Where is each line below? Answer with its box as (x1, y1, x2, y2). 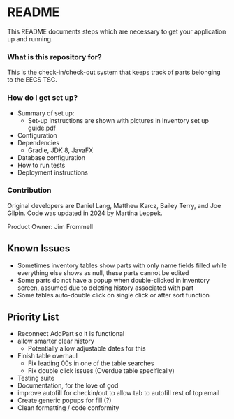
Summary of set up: (17, 109, 75, 117)
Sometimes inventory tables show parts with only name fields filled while (17, 261, 227, 270)
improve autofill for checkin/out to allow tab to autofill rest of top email (17, 389, 220, 397)
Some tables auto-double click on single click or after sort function (17, 291, 210, 299)
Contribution (7, 186, 52, 196)
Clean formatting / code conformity (17, 404, 119, 412)
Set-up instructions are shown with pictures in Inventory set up (27, 116, 210, 124)
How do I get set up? (7, 93, 78, 103)
